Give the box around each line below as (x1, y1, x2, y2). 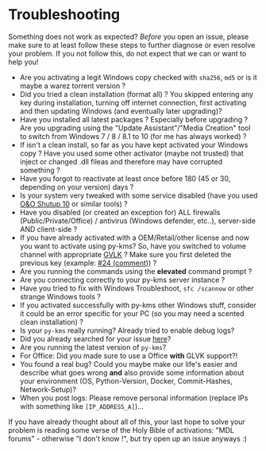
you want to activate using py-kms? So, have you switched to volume (19, 241, 246, 251)
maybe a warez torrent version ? (19, 81, 125, 91)
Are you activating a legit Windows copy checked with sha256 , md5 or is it (19, 72, 258, 82)
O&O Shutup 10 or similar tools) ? (19, 199, 129, 208)
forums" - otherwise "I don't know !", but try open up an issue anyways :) (8, 434, 248, 443)
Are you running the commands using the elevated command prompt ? (19, 266, 253, 276)
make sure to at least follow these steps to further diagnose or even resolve (8, 40, 256, 49)
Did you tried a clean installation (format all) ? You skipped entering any (19, 89, 254, 98)
